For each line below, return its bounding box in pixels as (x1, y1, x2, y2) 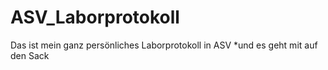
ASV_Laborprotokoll (10, 6, 180, 29)
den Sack (10, 49, 50, 61)
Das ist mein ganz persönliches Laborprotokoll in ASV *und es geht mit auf (10, 39, 318, 51)
